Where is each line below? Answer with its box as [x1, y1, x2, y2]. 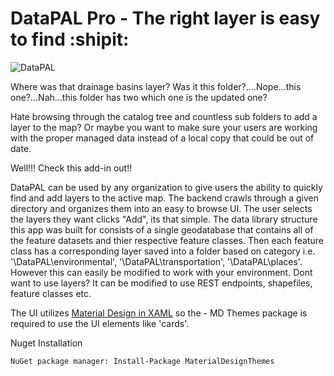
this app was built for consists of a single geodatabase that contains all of [10, 223, 314, 236]
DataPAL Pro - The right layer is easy [10, 7, 321, 30]
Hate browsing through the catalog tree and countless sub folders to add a [10, 110, 318, 122]
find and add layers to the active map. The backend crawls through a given [10, 192, 320, 204]
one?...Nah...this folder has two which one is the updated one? [10, 91, 268, 103]
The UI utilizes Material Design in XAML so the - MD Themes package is [10, 307, 308, 319]
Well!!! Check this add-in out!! [10, 162, 133, 174]
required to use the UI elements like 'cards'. [10, 317, 190, 329]
